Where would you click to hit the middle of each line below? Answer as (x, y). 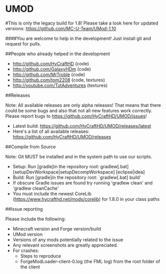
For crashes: (26, 250)
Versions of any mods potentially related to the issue (68, 239)
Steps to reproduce (41, 256)
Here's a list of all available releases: (51, 131)
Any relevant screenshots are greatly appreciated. (65, 245)
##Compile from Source (31, 147)
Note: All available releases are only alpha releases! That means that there (83, 105)
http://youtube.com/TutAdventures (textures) (60, 85)
